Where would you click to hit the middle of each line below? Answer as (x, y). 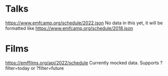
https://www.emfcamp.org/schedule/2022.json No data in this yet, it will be (84, 23)
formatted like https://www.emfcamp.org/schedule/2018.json (69, 28)
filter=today (18, 68)
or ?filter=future (47, 68)
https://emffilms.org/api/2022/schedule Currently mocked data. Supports (82, 63)
